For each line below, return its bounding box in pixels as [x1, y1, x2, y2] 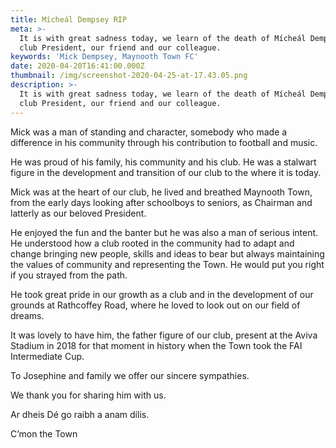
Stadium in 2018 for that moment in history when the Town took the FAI [10, 339, 303, 351]
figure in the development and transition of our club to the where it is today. [10, 166, 322, 178]
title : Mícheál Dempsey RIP [10, 14, 128, 25]
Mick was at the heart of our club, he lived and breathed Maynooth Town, [10, 186, 313, 198]
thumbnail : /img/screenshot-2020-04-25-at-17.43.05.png [10, 71, 248, 81]
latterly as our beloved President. [10, 207, 147, 219]
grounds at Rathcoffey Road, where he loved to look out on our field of [10, 299, 301, 311]
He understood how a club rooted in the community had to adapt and [10, 237, 295, 249]
